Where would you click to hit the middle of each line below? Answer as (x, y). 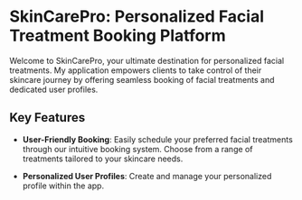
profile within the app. (63, 186)
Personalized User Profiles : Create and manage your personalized (147, 176)
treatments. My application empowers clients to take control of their (136, 70)
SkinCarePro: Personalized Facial (137, 17)
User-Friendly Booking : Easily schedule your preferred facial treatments (158, 139)
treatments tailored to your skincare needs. (103, 159)
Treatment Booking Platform (118, 36)
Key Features (47, 118)
